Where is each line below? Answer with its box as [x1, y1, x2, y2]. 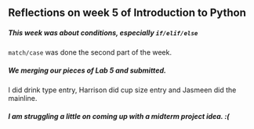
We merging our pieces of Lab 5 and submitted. [8, 66, 167, 75]
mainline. [8, 94, 38, 103]
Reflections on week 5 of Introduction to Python [8, 6, 247, 20]
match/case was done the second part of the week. [8, 48, 172, 57]
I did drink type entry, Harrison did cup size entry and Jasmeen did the [8, 85, 237, 95]
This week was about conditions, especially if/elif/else [8, 27, 198, 38]
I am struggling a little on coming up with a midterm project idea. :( [8, 111, 230, 120]
